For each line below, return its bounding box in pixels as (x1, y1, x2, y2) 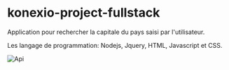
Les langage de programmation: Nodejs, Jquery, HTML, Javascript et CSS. (7, 41, 223, 49)
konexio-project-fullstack (7, 5, 160, 21)
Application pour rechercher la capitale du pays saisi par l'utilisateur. (7, 28, 205, 36)
